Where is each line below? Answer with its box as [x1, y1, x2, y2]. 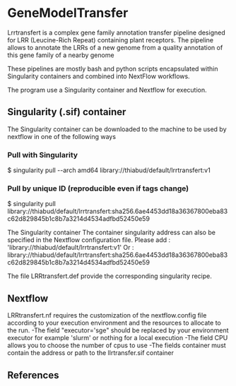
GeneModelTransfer [7, 5, 129, 21]
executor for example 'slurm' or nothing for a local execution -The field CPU [7, 334, 228, 342]
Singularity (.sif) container [7, 106, 126, 118]
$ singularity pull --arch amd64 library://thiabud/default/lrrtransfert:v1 [7, 166, 211, 174]
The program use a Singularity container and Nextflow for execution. [7, 85, 207, 94]
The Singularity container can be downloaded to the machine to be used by [7, 125, 228, 133]
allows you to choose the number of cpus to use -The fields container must [7, 341, 226, 350]
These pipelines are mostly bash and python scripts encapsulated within [7, 64, 218, 73]
